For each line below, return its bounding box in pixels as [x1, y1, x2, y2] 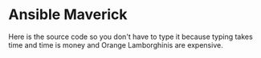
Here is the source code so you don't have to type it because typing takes [8, 32, 253, 41]
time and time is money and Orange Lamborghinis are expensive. [8, 40, 223, 49]
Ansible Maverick [8, 6, 128, 24]
